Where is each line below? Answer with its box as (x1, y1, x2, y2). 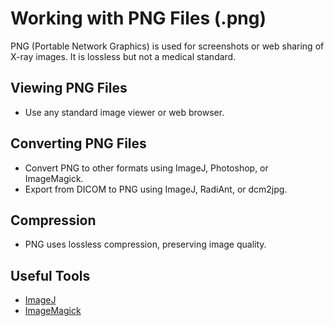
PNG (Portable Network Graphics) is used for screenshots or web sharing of (10, 40, 325, 52)
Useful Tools (10, 267, 91, 284)
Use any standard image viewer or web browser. (24, 106, 225, 118)
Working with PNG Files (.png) (10, 7, 267, 30)
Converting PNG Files (10, 135, 147, 152)
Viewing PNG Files (10, 80, 128, 97)
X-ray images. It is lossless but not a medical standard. (10, 50, 237, 62)
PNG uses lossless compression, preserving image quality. (24, 238, 267, 251)
